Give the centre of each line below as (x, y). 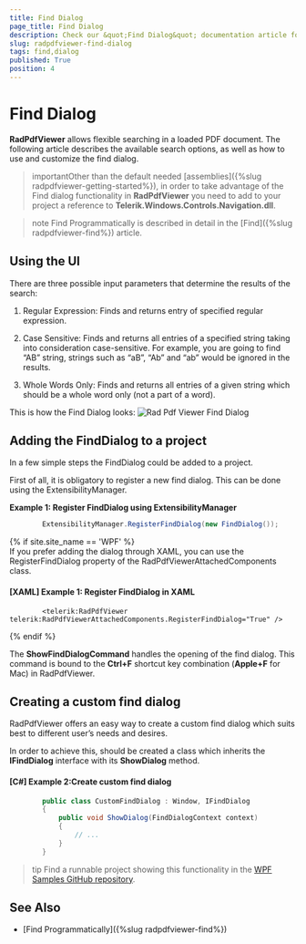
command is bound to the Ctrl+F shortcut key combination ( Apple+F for (145, 663)
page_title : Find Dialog (56, 26)
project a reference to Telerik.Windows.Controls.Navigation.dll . (153, 205)
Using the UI (45, 261)
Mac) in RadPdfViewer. (52, 673)
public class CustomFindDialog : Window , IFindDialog (146, 801)
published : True (40, 60)
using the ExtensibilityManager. (68, 490)
